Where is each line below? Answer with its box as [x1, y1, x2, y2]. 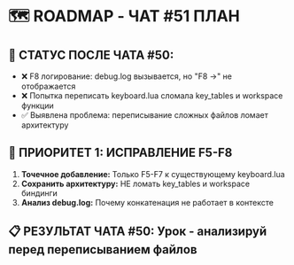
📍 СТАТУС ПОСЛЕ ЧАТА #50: [8, 47, 174, 62]
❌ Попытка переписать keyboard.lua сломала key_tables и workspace [20, 90, 283, 101]
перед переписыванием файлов [8, 242, 197, 257]
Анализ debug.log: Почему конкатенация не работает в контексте [20, 197, 274, 207]
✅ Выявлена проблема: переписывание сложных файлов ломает [20, 110, 269, 120]
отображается [20, 81, 76, 91]
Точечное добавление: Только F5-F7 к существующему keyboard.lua [20, 168, 285, 179]
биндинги [20, 187, 58, 199]
